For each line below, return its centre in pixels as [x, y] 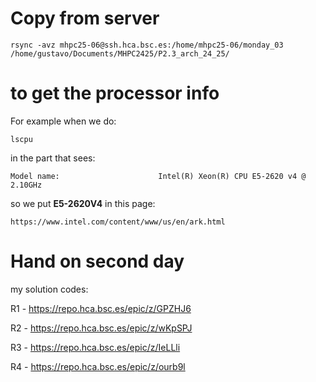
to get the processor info [115, 93]
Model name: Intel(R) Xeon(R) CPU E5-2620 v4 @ [158, 176]
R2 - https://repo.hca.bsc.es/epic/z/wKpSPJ [101, 328]
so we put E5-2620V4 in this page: [83, 203]
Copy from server [85, 18]
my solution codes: [49, 289]
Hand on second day [97, 261]
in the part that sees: [53, 158]
